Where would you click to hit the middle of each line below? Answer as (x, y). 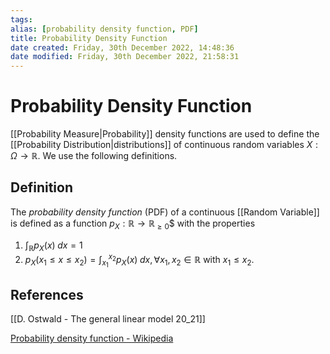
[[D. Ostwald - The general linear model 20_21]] (108, 319)
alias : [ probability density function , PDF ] (104, 29)
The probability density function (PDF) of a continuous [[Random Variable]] (165, 212)
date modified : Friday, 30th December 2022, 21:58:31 (125, 57)
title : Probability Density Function (89, 38)
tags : (21, 19)
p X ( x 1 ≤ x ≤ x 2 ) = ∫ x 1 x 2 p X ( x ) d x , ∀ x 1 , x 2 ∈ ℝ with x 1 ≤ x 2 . (139, 261)
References (47, 294)
